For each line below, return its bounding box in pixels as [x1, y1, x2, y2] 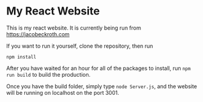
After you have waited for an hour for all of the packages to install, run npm [6, 65, 191, 72]
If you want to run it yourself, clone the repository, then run [6, 42, 153, 49]
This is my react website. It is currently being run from [6, 24, 141, 31]
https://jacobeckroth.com [6, 30, 70, 37]
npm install [6, 54, 36, 60]
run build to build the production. [6, 71, 91, 78]
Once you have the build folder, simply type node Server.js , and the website [6, 83, 198, 90]
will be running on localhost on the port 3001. [6, 89, 119, 96]
